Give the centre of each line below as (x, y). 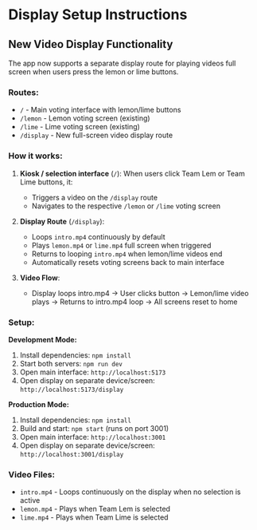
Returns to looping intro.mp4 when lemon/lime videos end (127, 254)
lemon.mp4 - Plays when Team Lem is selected (95, 509)
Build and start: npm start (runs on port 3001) (94, 428)
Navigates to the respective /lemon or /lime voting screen (126, 206)
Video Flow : (40, 278)
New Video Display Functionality (91, 44)
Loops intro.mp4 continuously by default (98, 236)
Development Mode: (43, 339)
